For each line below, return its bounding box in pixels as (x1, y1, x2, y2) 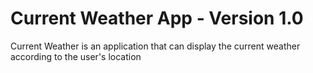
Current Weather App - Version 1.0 (10, 7, 304, 30)
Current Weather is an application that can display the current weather (10, 40, 301, 52)
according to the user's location (10, 50, 142, 62)
